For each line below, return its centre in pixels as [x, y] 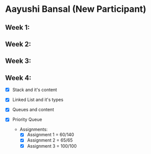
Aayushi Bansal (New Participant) [76, 9]
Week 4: [18, 78]
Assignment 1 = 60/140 [50, 135]
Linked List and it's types [38, 100]
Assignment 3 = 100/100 [52, 146]
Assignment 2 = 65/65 [50, 140]
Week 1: [17, 27]
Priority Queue [27, 119]
